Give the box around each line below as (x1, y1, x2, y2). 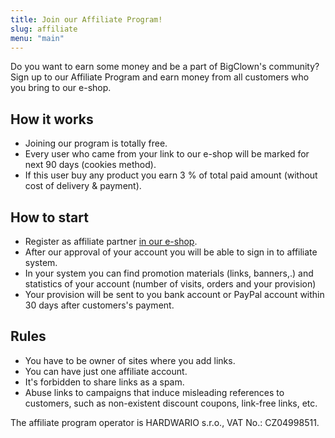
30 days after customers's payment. (24, 299, 175, 311)
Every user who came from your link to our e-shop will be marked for (24, 148, 310, 160)
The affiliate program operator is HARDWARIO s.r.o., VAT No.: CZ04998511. (10, 416, 320, 428)
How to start (10, 209, 89, 226)
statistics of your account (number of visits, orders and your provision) (24, 278, 317, 290)
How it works (10, 111, 94, 128)
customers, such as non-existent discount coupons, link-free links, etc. (24, 397, 318, 409)
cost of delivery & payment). (24, 180, 142, 192)
